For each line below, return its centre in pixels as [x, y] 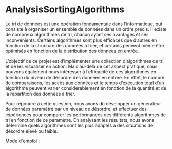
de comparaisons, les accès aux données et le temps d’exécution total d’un [85, 83]
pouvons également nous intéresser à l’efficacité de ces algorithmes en [81, 72]
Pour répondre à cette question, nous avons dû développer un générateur [83, 103]
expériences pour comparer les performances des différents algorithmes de [85, 115]
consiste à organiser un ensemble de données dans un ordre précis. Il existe [86, 29]
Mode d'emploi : [23, 141]
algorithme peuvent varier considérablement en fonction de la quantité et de [86, 88]
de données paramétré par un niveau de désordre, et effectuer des [76, 109]
